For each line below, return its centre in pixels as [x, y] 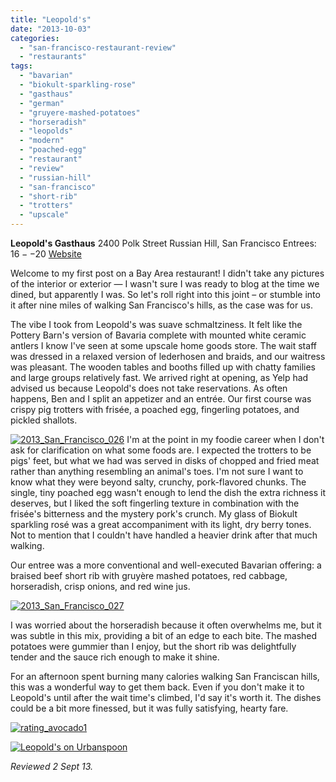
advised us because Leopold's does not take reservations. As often [149, 388]
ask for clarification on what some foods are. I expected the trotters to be [161, 450]
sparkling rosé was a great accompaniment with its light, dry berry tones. [161, 524]
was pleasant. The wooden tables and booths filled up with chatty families [163, 367]
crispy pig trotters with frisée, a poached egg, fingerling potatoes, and [155, 409]
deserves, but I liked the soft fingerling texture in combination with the [155, 503]
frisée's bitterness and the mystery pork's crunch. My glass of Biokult [154, 514]
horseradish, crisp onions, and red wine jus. [100, 586]
